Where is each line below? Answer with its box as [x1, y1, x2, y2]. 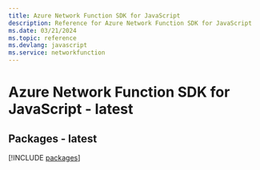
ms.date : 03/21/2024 [8, 26, 78, 34]
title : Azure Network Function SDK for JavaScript [8, 11, 181, 20]
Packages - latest [8, 132, 98, 145]
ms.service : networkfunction [8, 49, 106, 57]
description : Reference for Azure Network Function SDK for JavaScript [8, 19, 252, 27]
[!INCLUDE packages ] [8, 153, 81, 162]
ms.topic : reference [8, 34, 78, 42]
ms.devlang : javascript [8, 42, 88, 49]
